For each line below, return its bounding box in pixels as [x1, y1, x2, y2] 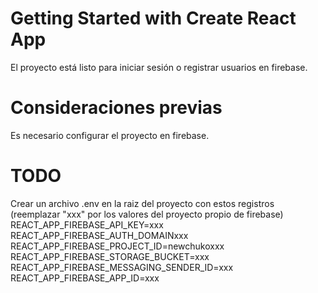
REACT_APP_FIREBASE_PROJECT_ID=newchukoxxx [10, 240, 225, 252]
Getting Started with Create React [10, 7, 297, 30]
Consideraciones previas [10, 97, 223, 119]
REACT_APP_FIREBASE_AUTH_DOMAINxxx [10, 229, 189, 241]
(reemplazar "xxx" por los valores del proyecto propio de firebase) [10, 208, 284, 220]
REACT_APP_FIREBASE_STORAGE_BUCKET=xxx [10, 250, 210, 262]
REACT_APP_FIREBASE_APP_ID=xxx [10, 272, 160, 284]
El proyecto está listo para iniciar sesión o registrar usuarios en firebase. [10, 61, 308, 73]
